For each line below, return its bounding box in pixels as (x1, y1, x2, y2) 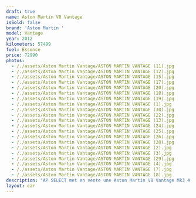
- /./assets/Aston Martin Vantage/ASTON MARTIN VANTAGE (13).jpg (11, 118, 175, 124)
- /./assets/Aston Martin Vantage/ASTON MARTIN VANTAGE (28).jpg (11, 139, 175, 145)
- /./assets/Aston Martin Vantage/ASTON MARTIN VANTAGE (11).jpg (11, 63, 175, 69)
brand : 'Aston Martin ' (6, 25, 65, 31)
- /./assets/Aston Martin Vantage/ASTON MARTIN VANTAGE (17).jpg (11, 80, 175, 86)
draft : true (6, 8, 35, 15)
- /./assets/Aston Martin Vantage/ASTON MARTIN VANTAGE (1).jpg (11, 101, 172, 107)
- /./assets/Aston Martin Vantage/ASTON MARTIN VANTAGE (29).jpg (11, 156, 175, 162)
